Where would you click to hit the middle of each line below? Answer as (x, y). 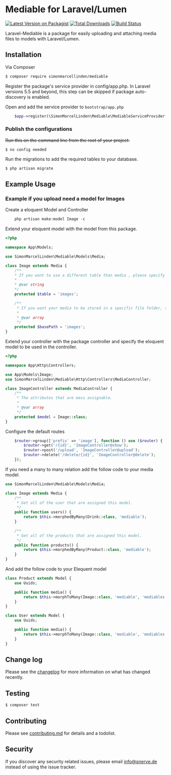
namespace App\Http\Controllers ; (41, 365)
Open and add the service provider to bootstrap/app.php (65, 107)
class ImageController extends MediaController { (59, 389)
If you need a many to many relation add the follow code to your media (79, 469)
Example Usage (31, 184)
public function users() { (43, 512)
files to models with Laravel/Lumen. (42, 39)
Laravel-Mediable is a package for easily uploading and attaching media (81, 33)
